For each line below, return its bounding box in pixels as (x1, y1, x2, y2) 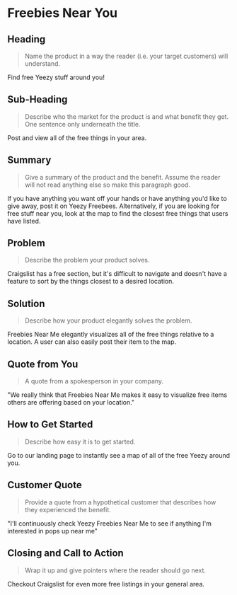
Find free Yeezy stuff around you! (7, 73, 105, 81)
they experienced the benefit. (24, 505, 111, 514)
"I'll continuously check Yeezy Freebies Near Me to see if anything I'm (7, 519, 212, 528)
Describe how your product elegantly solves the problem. (24, 316, 192, 325)
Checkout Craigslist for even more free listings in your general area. (7, 579, 205, 588)
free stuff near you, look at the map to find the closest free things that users (7, 209, 229, 217)
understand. (24, 59, 61, 68)
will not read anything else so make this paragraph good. (24, 180, 191, 189)
